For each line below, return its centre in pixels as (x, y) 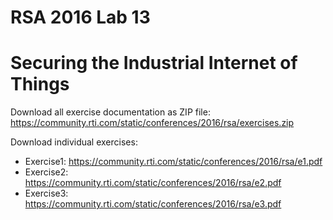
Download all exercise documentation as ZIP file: (110, 112)
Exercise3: (46, 193)
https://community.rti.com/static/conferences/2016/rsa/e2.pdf (153, 183)
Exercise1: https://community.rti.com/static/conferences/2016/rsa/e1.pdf (173, 162)
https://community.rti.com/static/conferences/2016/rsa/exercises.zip (152, 123)
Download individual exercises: (74, 142)
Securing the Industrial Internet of (154, 63)
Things (40, 84)
